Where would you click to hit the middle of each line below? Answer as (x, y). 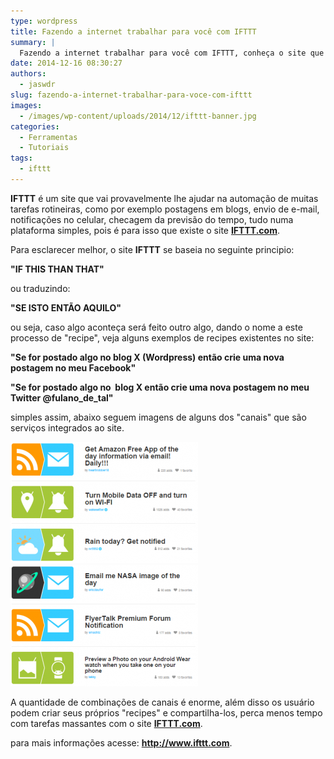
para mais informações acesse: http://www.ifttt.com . (121, 742)
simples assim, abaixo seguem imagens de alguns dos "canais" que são (158, 417)
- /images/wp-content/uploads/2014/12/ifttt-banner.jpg (138, 116)
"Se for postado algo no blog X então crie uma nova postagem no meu (160, 387)
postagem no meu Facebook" (73, 367)
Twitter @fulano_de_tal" (62, 397)
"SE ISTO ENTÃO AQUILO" (66, 307)
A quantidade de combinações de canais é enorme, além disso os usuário (162, 702)
